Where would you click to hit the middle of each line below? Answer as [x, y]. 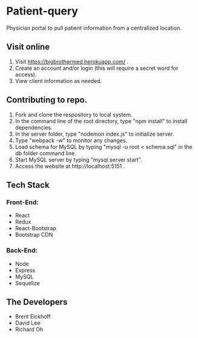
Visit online [28, 47]
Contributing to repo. [47, 100]
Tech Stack [28, 185]
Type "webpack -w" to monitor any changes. [71, 140]
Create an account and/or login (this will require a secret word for [97, 68]
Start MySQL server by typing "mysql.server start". [78, 159]
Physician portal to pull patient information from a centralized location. [94, 28]
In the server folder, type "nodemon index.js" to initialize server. [94, 134]
